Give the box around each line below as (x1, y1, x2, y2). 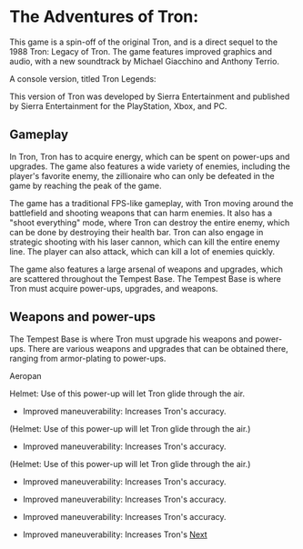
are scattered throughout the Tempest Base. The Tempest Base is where (9, 273, 282, 284)
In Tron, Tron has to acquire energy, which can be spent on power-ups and (9, 151, 290, 162)
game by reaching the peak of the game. (9, 180, 162, 191)
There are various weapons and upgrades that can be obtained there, (27, 343, 288, 354)
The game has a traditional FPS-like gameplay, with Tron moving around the (9, 197, 294, 208)
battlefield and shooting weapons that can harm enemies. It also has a (9, 207, 273, 218)
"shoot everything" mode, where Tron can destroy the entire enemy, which (9, 216, 290, 228)
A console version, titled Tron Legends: (9, 73, 157, 84)
